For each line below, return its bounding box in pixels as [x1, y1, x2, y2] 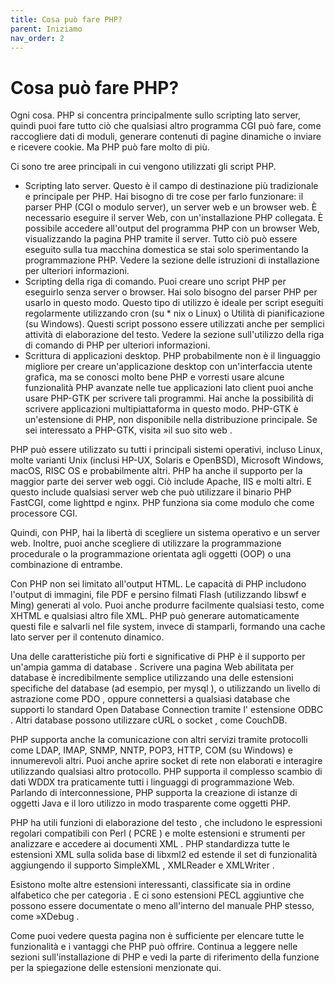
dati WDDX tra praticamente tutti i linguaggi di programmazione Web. [10, 776, 295, 788]
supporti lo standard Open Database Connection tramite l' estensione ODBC [10, 704, 324, 716]
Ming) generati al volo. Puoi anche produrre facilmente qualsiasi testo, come [10, 599, 325, 611]
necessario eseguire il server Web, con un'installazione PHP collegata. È [24, 212, 324, 224]
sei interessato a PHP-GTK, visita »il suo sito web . [24, 424, 233, 436]
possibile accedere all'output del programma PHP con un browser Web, [24, 222, 320, 235]
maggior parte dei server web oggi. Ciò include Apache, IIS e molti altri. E [10, 476, 313, 488]
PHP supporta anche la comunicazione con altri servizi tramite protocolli [10, 734, 308, 746]
